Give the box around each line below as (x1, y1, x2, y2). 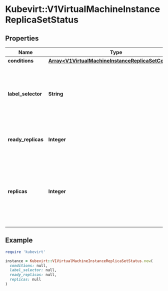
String (48, 90, 63, 97)
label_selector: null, (9, 267, 57, 273)
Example (5, 236, 33, 244)
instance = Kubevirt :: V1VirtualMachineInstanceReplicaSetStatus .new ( (5, 258, 153, 263)
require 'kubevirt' (5, 249, 46, 254)
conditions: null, (9, 263, 48, 268)
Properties (5, 34, 39, 42)
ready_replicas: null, (9, 272, 57, 277)
